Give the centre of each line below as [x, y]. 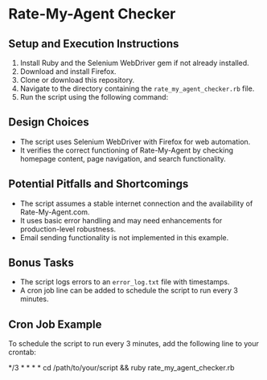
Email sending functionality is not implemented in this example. [124, 237]
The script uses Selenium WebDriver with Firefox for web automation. [135, 141]
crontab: [22, 352]
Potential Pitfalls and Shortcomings [99, 184]
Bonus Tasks [41, 263]
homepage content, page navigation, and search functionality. [123, 158]
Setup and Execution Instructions [94, 44]
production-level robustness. [68, 229]
